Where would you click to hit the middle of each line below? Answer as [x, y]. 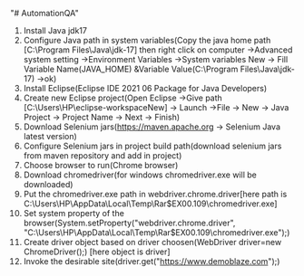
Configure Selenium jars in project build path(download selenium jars [152, 146]
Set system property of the [74, 213]
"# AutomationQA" [45, 13]
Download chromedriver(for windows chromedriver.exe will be [140, 175]
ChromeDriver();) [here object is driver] [97, 252]
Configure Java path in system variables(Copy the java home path [147, 40]
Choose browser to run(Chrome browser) [101, 165]
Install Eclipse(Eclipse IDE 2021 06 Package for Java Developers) [145, 88]
